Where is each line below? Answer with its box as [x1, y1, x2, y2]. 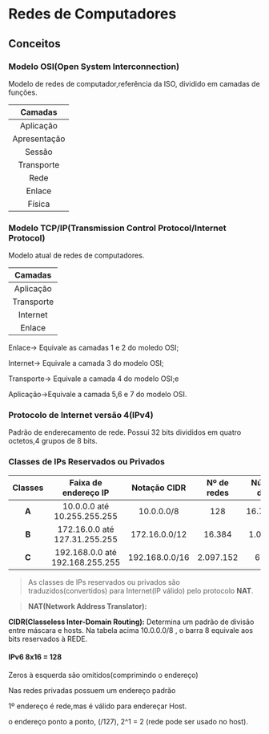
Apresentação [12, 133, 66, 144]
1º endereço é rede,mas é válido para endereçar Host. [8, 701, 187, 711]
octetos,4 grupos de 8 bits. [8, 436, 98, 446]
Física [27, 198, 50, 209]
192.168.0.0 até [54, 546, 118, 558]
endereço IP [62, 487, 110, 498]
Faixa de [69, 476, 102, 488]
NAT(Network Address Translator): [27, 601, 147, 610]
